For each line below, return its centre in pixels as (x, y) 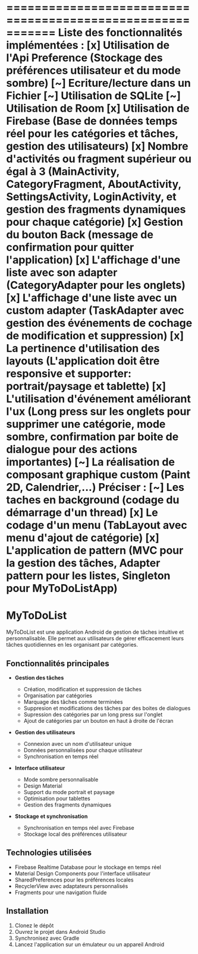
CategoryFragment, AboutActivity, (94, 184)
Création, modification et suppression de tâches (82, 689)
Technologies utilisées (49, 853)
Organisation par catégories (58, 695)
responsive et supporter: (69, 374)
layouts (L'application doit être (83, 361)
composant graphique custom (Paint (98, 475)
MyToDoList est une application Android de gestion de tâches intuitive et (95, 632)
